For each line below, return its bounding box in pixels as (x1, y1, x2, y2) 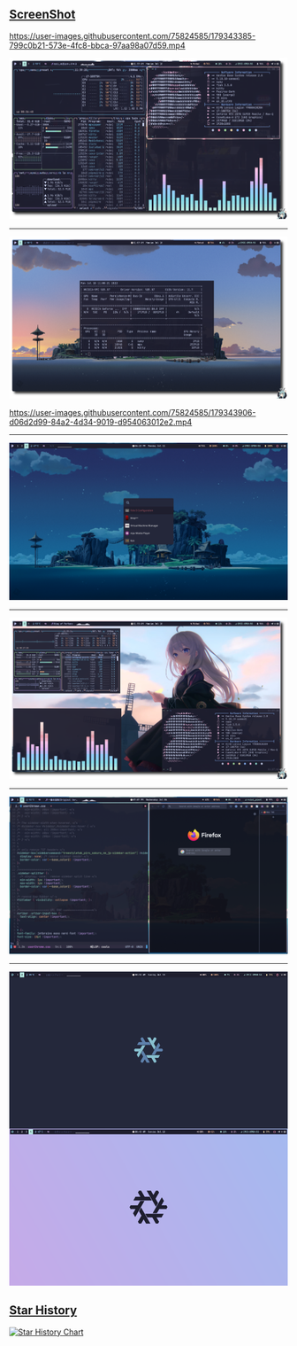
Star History (9, 1303, 78, 1319)
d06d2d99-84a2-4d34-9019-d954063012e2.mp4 (9, 416, 193, 428)
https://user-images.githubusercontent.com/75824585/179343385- (9, 30, 256, 41)
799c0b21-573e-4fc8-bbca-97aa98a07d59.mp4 (9, 40, 186, 51)
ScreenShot (9, 7, 76, 22)
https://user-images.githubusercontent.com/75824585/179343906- (9, 408, 256, 418)
